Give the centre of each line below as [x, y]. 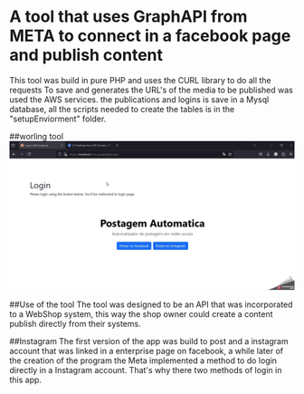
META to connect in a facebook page [150, 36]
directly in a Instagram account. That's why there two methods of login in [146, 370]
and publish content [86, 55]
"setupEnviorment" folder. [58, 119]
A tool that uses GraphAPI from [128, 17]
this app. [26, 380]
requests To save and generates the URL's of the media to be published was [152, 90]
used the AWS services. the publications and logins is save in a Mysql [139, 99]
